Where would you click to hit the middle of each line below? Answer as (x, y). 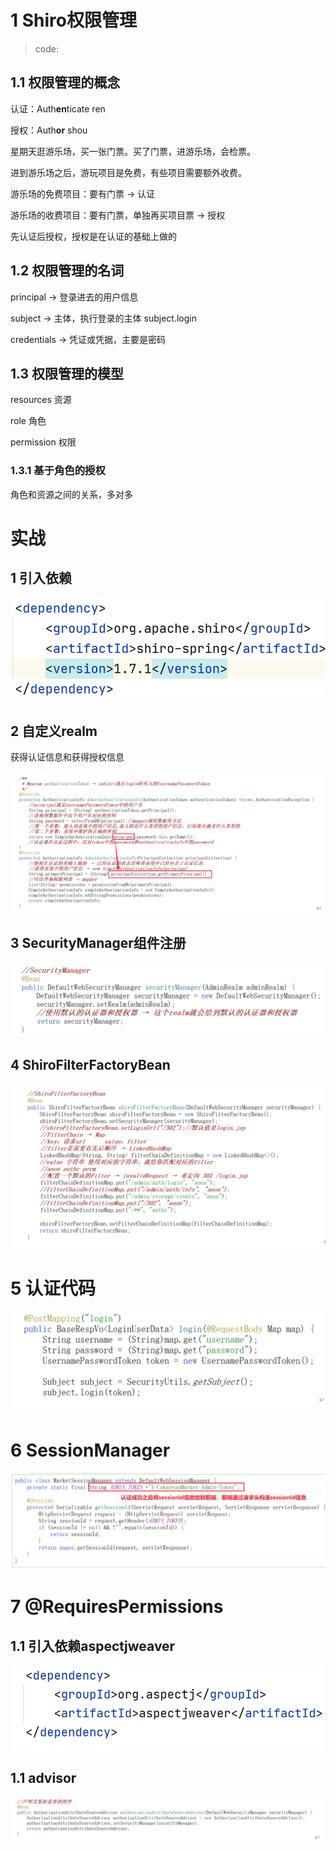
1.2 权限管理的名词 (67, 271)
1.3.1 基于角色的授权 (58, 471)
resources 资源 (41, 400)
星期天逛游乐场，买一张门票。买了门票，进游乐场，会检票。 (133, 151)
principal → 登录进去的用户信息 (74, 297)
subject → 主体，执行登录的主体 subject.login (103, 318)
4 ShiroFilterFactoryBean (90, 1065)
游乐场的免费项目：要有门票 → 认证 (83, 193)
